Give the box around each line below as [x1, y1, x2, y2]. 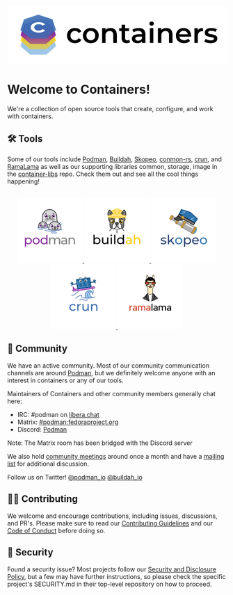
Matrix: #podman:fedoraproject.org [17, 418, 119, 426]
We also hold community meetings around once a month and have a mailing [7, 452, 225, 460]
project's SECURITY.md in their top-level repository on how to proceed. [7, 580, 212, 588]
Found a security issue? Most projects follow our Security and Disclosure [7, 565, 217, 573]
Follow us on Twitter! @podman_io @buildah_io [7, 473, 143, 481]
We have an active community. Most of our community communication [7, 361, 210, 370]
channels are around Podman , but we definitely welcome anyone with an [7, 368, 216, 377]
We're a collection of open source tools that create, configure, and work [7, 104, 214, 113]
